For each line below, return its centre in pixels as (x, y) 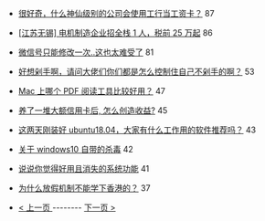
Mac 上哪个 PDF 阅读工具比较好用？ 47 (92, 91)
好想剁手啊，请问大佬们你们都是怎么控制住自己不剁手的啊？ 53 (136, 72)
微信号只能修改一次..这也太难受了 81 (86, 52)
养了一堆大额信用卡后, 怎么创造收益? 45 (93, 110)
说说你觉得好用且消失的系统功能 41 (84, 168)
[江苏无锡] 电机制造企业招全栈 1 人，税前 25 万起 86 (115, 33)
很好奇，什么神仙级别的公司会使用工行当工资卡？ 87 (116, 13)
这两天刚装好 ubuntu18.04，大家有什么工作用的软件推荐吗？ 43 (137, 130)
